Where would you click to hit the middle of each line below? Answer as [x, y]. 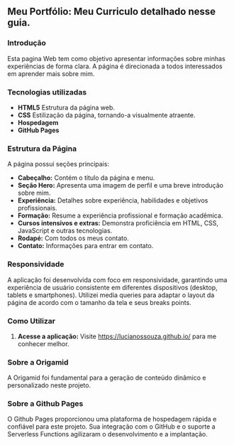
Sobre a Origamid [38, 362]
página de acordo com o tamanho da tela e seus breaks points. [99, 302]
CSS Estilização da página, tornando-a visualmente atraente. [106, 115]
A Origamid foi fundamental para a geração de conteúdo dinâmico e [107, 378]
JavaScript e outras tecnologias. [65, 231]
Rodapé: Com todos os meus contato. [73, 238]
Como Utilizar [31, 321]
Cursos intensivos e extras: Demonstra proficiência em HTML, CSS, [118, 223]
